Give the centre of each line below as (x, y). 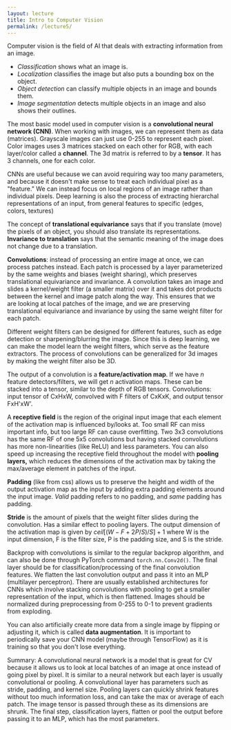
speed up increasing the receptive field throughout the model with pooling (113, 454)
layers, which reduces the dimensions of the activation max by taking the (111, 461)
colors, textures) (30, 211)
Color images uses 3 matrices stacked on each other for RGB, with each (110, 146)
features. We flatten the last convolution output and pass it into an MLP (108, 575)
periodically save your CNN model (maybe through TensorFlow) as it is (108, 640)
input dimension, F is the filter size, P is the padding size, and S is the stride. (115, 539)
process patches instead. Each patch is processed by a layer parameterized (115, 267)
